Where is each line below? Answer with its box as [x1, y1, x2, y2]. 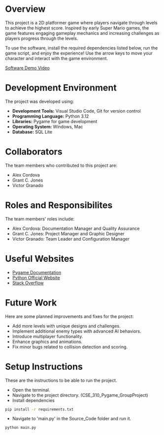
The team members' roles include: [5, 216, 75, 222]
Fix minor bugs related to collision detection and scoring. [12, 343, 128, 350]
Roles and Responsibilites [5, 200, 113, 211]
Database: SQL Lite [12, 129, 53, 135]
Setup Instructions [5, 361, 83, 372]
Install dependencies [12, 397, 55, 403]
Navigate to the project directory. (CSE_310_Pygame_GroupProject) [12, 392, 149, 398]
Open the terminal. [12, 387, 50, 393]
